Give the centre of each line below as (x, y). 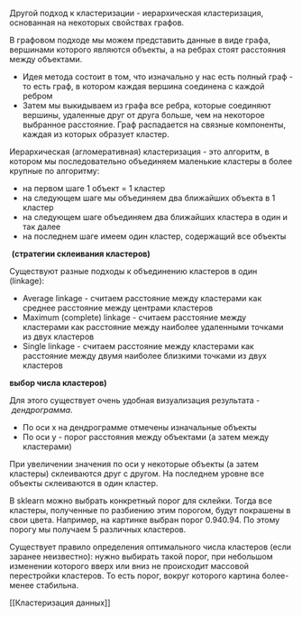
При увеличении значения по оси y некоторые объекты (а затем (134, 464)
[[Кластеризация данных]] (60, 603)
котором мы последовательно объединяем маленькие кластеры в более (151, 161)
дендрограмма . (42, 410)
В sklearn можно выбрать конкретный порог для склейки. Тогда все (141, 501)
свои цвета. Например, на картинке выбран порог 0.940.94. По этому (145, 520)
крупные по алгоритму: (55, 171)
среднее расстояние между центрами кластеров (118, 308)
